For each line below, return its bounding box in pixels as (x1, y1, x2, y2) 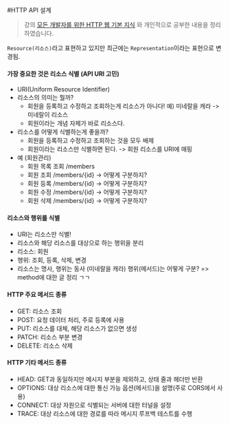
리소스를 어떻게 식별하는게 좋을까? (16, 128, 108, 136)
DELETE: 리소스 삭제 (16, 341, 73, 350)
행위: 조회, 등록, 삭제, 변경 (16, 256, 87, 264)
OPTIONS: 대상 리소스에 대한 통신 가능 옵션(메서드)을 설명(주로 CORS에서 (16, 383, 216, 392)
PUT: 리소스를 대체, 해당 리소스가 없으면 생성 (16, 324, 137, 332)
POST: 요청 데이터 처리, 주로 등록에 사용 (16, 315, 125, 324)
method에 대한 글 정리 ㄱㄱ (16, 273, 91, 282)
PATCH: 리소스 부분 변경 (16, 332, 83, 341)
